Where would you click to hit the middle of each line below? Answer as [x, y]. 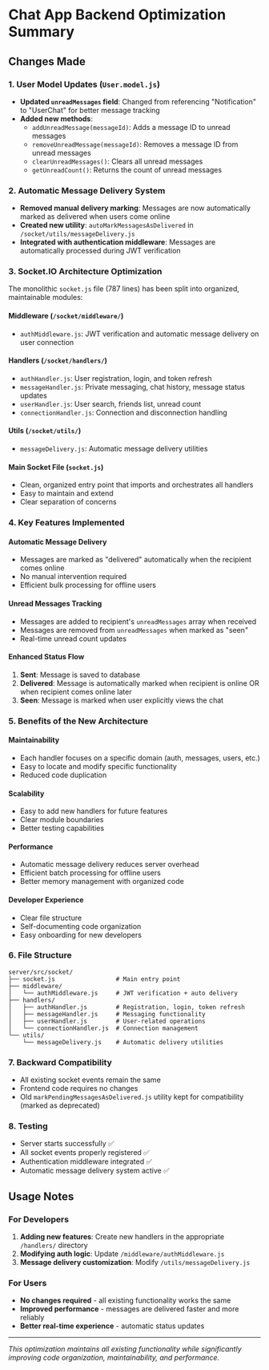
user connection [47, 342]
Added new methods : [56, 119]
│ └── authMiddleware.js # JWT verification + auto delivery [123, 993]
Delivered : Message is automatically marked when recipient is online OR [139, 683]
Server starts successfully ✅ [67, 1144]
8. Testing [28, 1126]
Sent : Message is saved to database [80, 675]
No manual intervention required [73, 577]
